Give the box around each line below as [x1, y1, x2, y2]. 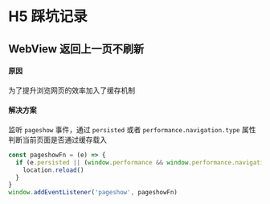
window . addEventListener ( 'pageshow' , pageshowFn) [8, 189, 178, 197]
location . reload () [22, 166, 84, 174]
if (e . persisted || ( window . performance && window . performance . [15, 158, 235, 166]
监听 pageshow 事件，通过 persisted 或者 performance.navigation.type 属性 [8, 124, 256, 134]
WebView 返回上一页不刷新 [8, 42, 145, 56]
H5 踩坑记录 [8, 7, 88, 26]
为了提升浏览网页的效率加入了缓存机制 [8, 85, 135, 95]
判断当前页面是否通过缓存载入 [8, 135, 107, 144]
